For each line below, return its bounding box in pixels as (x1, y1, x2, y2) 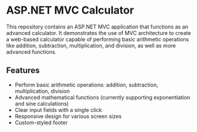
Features (6, 66, 40, 76)
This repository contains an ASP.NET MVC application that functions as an (6, 23, 189, 30)
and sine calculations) (14, 100, 69, 107)
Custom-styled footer (14, 119, 68, 126)
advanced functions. (6, 48, 57, 55)
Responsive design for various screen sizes (14, 112, 122, 120)
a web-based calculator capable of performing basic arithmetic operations (6, 36, 189, 43)
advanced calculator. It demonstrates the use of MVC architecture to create (6, 29, 192, 36)
